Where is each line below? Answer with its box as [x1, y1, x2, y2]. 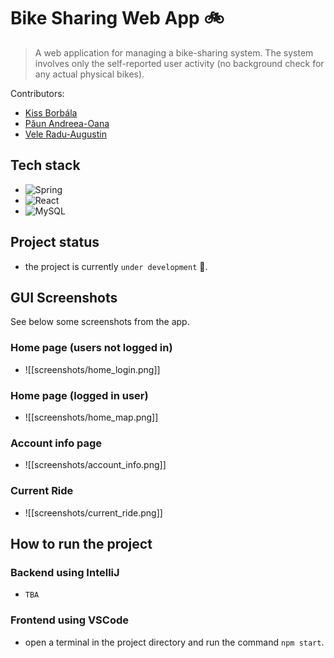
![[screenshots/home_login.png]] [24, 363, 161, 375]
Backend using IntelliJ [10, 565, 120, 579]
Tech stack [10, 157, 81, 174]
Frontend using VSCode [10, 613, 130, 627]
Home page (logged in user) [10, 388, 149, 402]
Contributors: [10, 87, 65, 99]
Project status [10, 234, 100, 251]
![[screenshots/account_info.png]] [24, 459, 167, 471]
